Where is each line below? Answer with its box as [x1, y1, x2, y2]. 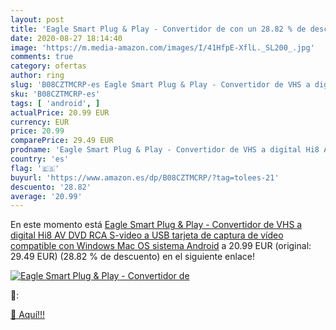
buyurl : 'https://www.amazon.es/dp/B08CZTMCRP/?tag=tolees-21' [10, 172, 280, 183]
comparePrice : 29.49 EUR [10, 136, 114, 146]
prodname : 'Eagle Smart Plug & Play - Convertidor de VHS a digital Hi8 [10, 145, 320, 155]
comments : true [10, 52, 74, 62]
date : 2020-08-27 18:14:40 [10, 33, 123, 43]
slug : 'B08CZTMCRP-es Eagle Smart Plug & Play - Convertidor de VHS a [10, 80, 311, 90]
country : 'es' [10, 154, 70, 164]
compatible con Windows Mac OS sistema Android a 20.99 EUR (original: [10, 240, 312, 252]
